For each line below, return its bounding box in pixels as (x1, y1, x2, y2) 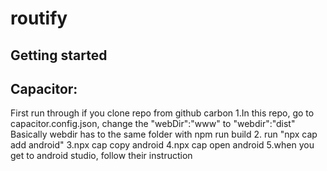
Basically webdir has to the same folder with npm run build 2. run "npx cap (10, 128, 318, 141)
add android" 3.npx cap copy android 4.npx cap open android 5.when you (10, 139, 315, 151)
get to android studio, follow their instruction (10, 150, 193, 162)
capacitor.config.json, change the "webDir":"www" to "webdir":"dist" (10, 118, 296, 130)
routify (10, 7, 68, 30)
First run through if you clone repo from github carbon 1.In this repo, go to (10, 107, 315, 119)
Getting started (10, 47, 108, 64)
